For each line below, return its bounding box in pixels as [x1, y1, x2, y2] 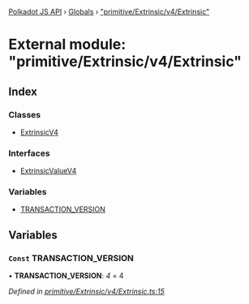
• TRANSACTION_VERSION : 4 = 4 [8, 271, 124, 280]
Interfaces [8, 148, 50, 159]
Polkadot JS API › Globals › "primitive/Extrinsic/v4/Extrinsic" [8, 7, 210, 16]
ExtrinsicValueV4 [19, 166, 77, 176]
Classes [8, 109, 41, 120]
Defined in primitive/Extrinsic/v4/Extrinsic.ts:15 [8, 287, 165, 297]
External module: [8, 36, 127, 54]
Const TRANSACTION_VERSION [8, 252, 134, 263]
